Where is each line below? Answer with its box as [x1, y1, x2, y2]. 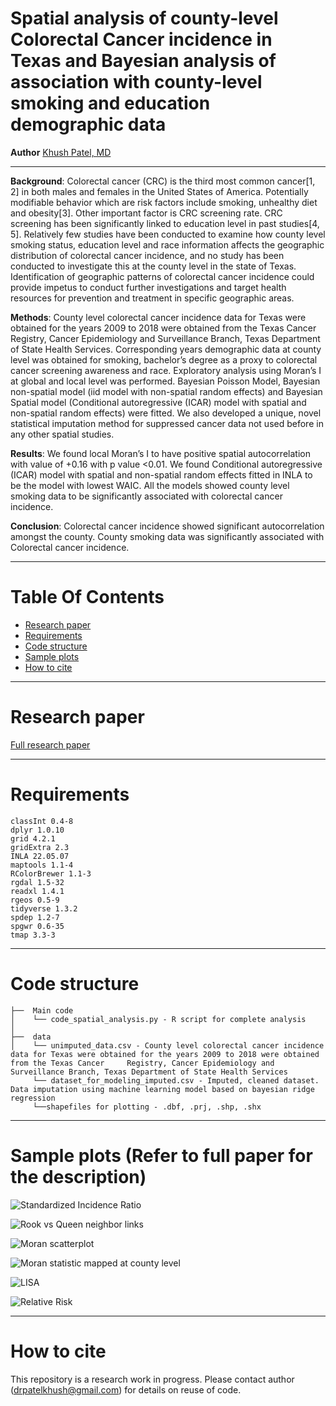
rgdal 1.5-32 [10, 877, 65, 887]
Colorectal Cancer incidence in [10, 28, 273, 51]
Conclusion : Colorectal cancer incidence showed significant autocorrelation [10, 520, 325, 532]
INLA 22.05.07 [10, 851, 70, 861]
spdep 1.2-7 [10, 912, 60, 922]
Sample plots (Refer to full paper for [10, 1144, 313, 1167]
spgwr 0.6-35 [10, 921, 65, 931]
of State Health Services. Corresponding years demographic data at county [10, 343, 322, 355]
